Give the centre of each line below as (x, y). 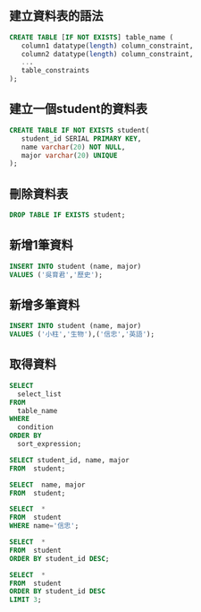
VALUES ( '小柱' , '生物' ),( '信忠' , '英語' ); (82, 334)
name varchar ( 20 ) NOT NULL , (73, 147)
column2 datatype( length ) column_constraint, (107, 54)
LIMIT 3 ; (25, 600)
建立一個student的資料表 (79, 109)
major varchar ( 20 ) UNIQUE (69, 155)
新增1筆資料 (42, 245)
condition (35, 427)
